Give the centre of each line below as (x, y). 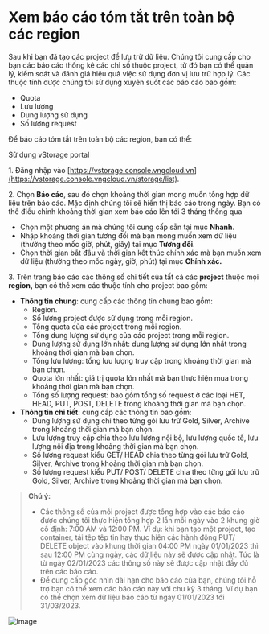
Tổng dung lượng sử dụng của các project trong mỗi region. (130, 335)
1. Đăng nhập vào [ (39, 170)
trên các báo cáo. (69, 571)
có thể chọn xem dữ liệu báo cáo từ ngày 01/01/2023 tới (132, 597)
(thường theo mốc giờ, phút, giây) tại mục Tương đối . (107, 244)
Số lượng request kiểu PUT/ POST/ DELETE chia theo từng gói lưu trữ (145, 471)
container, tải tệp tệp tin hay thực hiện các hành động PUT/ (137, 537)
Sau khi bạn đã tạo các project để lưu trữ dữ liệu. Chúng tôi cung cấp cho (130, 56)
